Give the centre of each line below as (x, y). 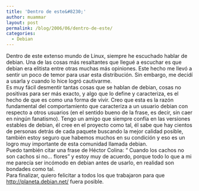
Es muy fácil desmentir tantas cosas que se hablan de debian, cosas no (94, 87)
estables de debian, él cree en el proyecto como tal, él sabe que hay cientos (99, 125)
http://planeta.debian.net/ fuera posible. (55, 182)
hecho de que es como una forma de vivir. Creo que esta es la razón (90, 100)
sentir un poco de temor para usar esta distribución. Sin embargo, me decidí (99, 75)
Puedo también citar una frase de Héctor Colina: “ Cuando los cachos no (95, 150)
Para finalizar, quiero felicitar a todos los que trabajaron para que (86, 175)
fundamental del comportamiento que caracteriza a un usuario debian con (97, 106)
